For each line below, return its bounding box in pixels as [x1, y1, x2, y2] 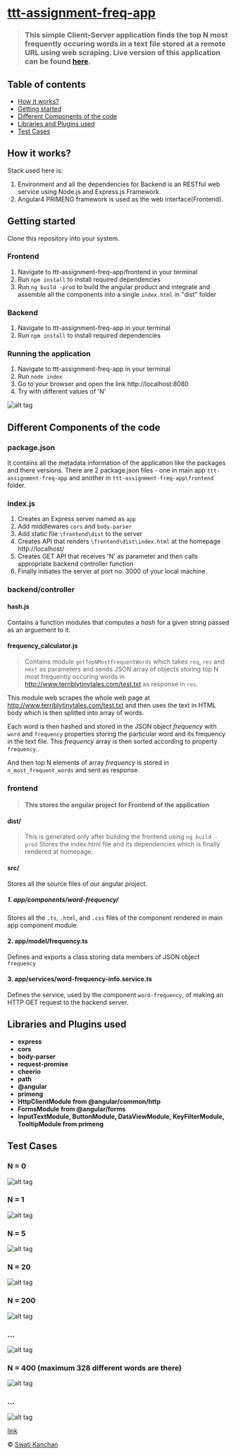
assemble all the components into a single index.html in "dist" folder [17, 290, 217, 298]
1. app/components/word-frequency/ [7, 896, 119, 904]
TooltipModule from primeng [17, 1119, 104, 1128]
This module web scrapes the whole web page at [7, 693, 150, 702]
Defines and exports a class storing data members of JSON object [7, 952, 200, 961]
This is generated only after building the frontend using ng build [24, 832, 212, 841]
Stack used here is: [7, 166, 63, 174]
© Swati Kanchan [7, 1440, 58, 1449]
